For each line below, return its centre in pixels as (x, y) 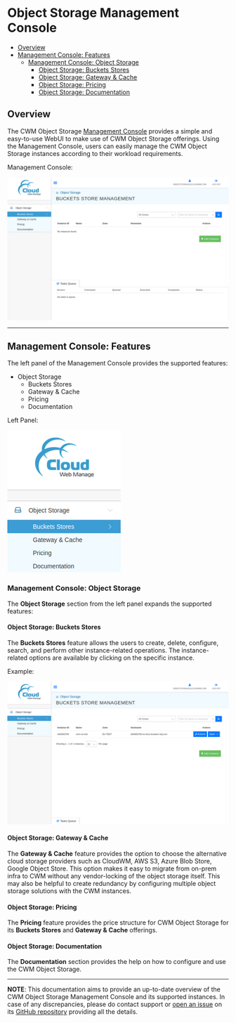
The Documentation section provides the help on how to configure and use (117, 962)
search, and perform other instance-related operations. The (94, 650)
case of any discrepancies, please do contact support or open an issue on (115, 1004)
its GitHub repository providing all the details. (73, 1012)
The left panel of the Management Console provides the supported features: (118, 363)
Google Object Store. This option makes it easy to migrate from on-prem (112, 868)
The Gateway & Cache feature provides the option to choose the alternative (117, 853)
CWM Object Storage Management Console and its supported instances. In (116, 997)
